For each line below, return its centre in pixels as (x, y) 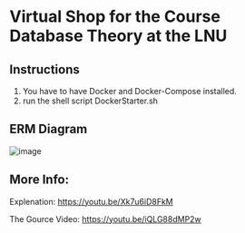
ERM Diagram (49, 129)
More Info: (39, 180)
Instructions (44, 69)
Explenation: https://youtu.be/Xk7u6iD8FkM (92, 201)
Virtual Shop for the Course (115, 17)
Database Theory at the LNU (118, 36)
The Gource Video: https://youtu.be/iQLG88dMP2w (105, 218)
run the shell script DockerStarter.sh (90, 101)
